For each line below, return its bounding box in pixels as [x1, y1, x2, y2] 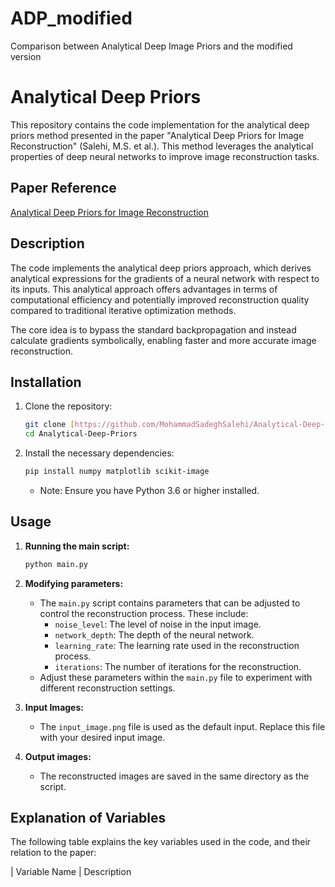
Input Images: [24, 701, 84, 713]
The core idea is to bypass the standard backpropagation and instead [10, 323, 297, 336]
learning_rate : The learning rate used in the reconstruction [54, 639, 300, 651]
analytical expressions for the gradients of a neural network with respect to [10, 272, 320, 284]
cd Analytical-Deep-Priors [24, 429, 138, 439]
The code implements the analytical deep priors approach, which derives [10, 262, 312, 274]
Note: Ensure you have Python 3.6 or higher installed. [39, 484, 260, 496]
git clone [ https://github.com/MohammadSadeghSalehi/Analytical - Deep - [24, 420, 326, 430]
